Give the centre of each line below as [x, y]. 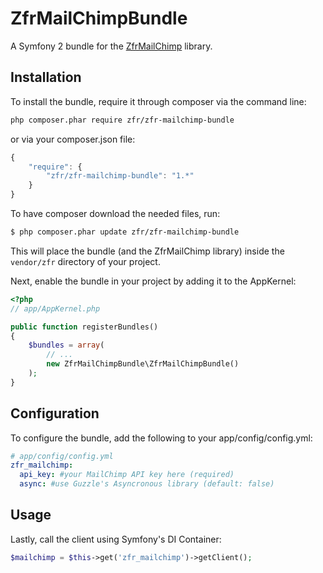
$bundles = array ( [66, 345]
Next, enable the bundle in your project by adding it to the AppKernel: [153, 281]
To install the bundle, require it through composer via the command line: [158, 101]
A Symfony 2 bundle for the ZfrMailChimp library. [111, 46]
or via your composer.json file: [73, 139]
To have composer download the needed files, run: [115, 213]
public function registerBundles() [84, 327]
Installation [46, 77]
